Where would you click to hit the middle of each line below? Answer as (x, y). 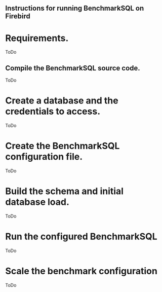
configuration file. (44, 157)
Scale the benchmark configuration (82, 271)
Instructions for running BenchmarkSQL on (75, 8)
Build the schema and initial (65, 191)
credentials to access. (53, 112)
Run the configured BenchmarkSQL (82, 236)
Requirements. (37, 38)
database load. (37, 202)
